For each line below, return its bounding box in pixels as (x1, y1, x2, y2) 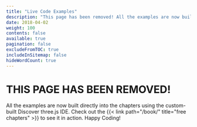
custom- (165, 102, 186, 109)
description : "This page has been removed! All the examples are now (6, 14, 180, 20)
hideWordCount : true (6, 57, 57, 63)
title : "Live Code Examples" (6, 8, 77, 15)
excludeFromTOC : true (6, 47, 59, 53)
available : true (6, 36, 46, 42)
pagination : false (6, 42, 51, 47)
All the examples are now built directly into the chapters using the (6, 102, 164, 109)
